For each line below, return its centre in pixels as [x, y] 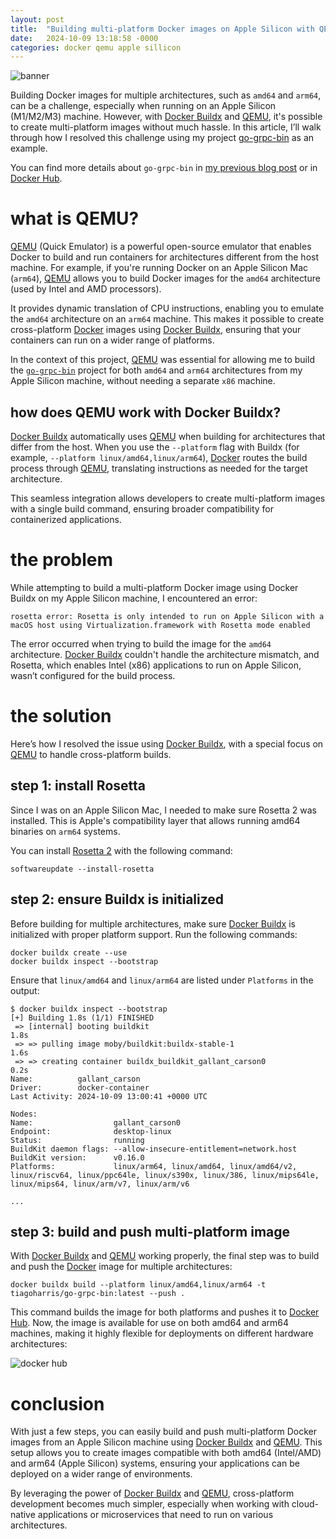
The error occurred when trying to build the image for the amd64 [141, 643]
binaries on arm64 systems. [65, 831]
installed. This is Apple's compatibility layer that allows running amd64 [155, 820]
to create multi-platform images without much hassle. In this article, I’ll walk [166, 127]
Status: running [77, 1140]
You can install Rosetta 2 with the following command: [121, 850]
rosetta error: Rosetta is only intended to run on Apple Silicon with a [167, 616]
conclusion [57, 1403]
